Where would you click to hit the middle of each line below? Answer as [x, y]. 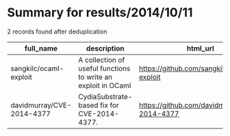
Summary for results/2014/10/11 [100, 13]
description [105, 48]
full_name [41, 48]
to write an [95, 77]
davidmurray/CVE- [41, 105]
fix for [110, 105]
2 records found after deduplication [57, 31]
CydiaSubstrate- [105, 96]
